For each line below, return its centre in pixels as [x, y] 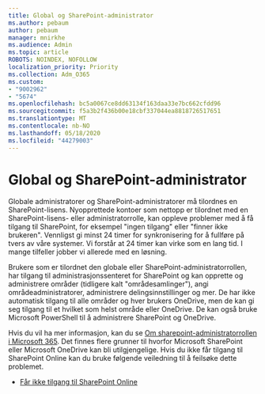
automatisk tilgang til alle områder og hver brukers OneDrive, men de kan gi [131, 301]
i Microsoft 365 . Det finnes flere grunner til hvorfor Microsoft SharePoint [125, 342]
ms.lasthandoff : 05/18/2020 [55, 133]
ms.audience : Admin [40, 45]
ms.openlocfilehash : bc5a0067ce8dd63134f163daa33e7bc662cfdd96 [115, 104]
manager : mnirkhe [37, 38]
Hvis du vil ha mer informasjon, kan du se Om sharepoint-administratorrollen [132, 333]
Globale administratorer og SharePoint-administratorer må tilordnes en [123, 202]
